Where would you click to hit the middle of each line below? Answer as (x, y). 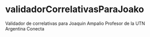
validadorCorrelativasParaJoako (75, 9)
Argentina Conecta (25, 28)
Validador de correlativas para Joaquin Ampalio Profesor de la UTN (75, 23)
